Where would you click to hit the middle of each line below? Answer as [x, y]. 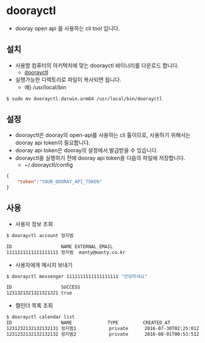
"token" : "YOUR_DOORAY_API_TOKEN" [60, 182]
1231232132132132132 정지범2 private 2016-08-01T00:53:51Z [103, 334]
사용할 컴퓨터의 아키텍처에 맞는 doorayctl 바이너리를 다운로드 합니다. [97, 65]
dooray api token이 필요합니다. [52, 143]
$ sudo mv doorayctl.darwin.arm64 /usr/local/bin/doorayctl [85, 98]
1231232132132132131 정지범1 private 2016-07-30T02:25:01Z [103, 328]
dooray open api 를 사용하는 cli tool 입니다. [67, 28]
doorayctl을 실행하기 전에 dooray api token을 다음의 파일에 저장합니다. [100, 158]
